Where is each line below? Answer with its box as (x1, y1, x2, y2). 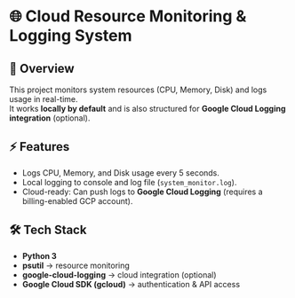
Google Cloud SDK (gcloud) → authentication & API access (21, 278, 241, 289)
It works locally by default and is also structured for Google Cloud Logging (9, 104, 286, 114)
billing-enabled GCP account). (21, 195, 133, 206)
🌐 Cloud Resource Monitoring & (9, 6, 247, 27)
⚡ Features (9, 139, 70, 154)
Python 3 (21, 250, 58, 261)
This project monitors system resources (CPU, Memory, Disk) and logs (9, 84, 267, 95)
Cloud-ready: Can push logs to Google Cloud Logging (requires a (21, 186, 264, 197)
